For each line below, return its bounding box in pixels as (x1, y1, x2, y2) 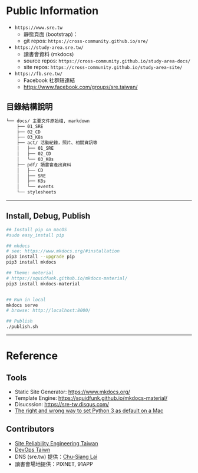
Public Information (6, 4, 99, 18)
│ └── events (16, 184, 54, 190)
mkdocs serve (6, 302, 38, 308)
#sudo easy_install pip (6, 232, 65, 238)
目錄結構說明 (6, 102, 53, 112)
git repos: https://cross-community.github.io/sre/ (23, 37, 148, 44)
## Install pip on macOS (6, 226, 67, 232)
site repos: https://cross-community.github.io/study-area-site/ (23, 63, 183, 70)
